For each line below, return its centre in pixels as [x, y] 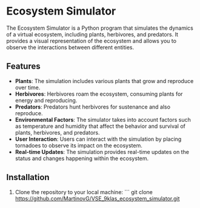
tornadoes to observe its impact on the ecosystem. [78, 145]
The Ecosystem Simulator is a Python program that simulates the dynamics [100, 28]
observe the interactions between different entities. [70, 47]
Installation [28, 177]
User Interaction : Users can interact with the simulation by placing [98, 139]
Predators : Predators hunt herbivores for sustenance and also [93, 107]
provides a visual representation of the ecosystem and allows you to [92, 41]
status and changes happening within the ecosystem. [82, 158]
